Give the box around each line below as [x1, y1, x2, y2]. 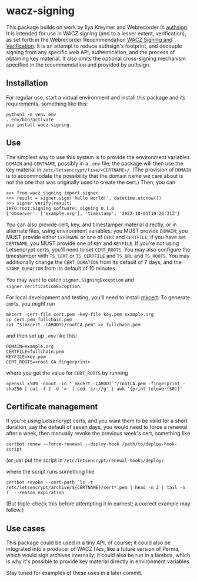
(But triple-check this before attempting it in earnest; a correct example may [6, 500, 191, 507]
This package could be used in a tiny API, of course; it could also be [6, 539, 171, 546]
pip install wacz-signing [6, 122, 69, 128]
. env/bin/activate [6, 117, 54, 123]
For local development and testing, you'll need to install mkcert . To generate [6, 293, 191, 301]
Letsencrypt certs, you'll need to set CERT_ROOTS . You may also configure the [6, 246, 191, 253]
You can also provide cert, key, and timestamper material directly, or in [6, 221, 178, 228]
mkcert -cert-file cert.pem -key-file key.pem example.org [6, 311, 154, 318]
